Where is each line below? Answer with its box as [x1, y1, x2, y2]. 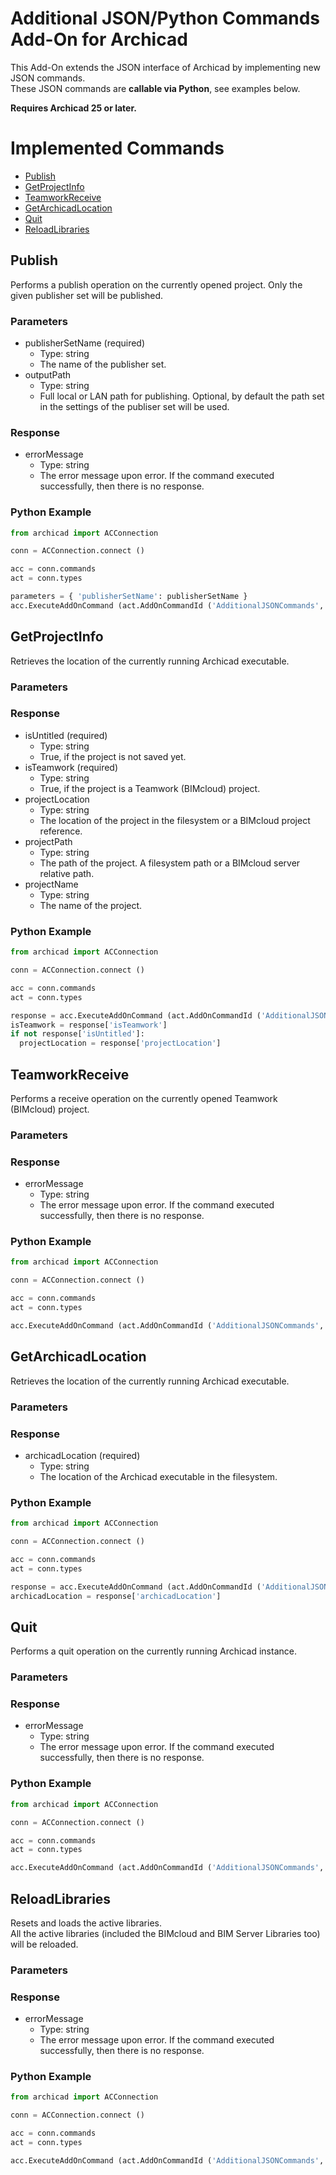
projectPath [24, 835, 73, 847]
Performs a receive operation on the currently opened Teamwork [10, 1092, 278, 1104]
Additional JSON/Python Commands [10, 7, 321, 30]
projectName [24, 878, 79, 890]
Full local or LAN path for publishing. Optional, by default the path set [39, 390, 325, 402]
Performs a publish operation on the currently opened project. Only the [10, 278, 303, 291]
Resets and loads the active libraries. [10, 1917, 162, 1929]
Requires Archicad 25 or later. [10, 102, 137, 114]
